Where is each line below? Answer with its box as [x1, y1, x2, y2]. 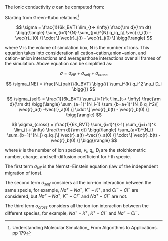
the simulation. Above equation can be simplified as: [5, 60, 113, 66]
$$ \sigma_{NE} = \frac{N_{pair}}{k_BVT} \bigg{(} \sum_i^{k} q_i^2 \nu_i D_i [5, 81, 162, 87]
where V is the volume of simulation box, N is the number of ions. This [5, 44, 150, 50]
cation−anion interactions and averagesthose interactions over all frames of [5, 55, 161, 61]
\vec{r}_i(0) [15, 35, 39, 41]
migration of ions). [5, 170, 43, 176]
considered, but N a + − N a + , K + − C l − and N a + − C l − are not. [5, 192, 128, 199]
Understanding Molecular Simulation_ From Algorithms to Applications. [12, 224, 158, 230]
